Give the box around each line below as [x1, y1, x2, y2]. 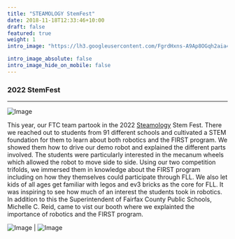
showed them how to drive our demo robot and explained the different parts [7, 143, 226, 152]
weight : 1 [7, 36, 36, 43]
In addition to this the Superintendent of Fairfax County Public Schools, [7, 195, 212, 203]
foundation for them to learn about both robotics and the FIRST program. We [7, 136, 228, 144]
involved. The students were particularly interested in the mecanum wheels [7, 151, 225, 159]
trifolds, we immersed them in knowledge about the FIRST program [7, 166, 201, 174]
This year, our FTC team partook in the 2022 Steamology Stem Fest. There [7, 121, 222, 129]
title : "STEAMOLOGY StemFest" [7, 10, 96, 17]
